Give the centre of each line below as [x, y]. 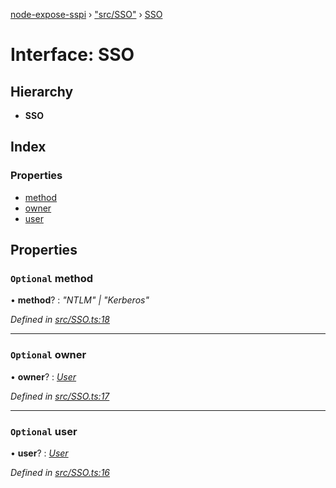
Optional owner [48, 355]
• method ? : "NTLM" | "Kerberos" [80, 300]
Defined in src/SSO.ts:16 [60, 472]
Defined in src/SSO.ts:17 [60, 396]
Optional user [44, 431]
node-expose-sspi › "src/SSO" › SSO [86, 14]
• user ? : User [39, 453]
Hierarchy [42, 91]
